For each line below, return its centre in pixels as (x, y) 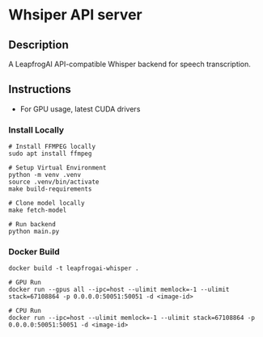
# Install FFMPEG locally (52, 147)
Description (38, 45)
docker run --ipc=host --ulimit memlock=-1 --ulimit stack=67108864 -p (131, 318)
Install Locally (36, 129)
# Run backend (32, 225)
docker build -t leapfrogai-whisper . (74, 268)
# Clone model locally (47, 204)
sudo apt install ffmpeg (50, 154)
